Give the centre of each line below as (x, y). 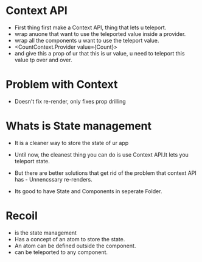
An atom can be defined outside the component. (75, 246)
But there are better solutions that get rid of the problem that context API (106, 173)
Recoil (22, 216)
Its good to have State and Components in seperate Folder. (88, 191)
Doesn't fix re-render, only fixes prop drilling (70, 101)
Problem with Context (62, 84)
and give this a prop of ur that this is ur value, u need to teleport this (99, 53)
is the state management (46, 233)
